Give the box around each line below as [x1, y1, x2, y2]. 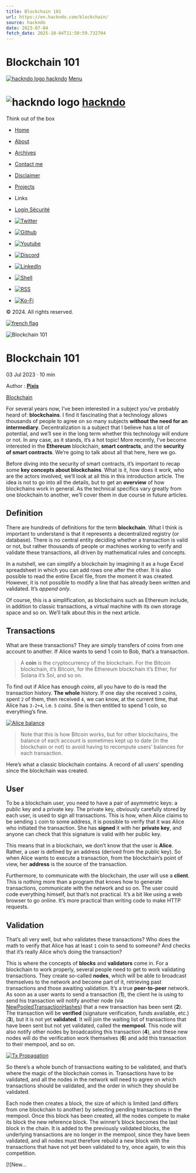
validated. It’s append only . [6, 585, 71, 592]
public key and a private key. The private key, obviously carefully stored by [6, 806, 186, 813]
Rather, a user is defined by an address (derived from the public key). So [6, 849, 181, 856]
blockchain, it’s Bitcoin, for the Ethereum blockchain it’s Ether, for [20, 665, 177, 672]
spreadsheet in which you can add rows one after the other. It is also [6, 566, 171, 573]
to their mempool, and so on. [6, 1041, 75, 1048]
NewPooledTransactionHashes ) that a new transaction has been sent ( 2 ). [6, 1003, 183, 1010]
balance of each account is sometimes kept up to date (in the [20, 737, 169, 744]
